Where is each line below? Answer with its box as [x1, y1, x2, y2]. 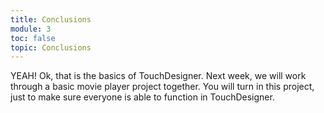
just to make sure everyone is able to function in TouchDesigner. [10, 91, 275, 103]
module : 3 [10, 24, 52, 34]
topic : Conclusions [10, 42, 92, 53]
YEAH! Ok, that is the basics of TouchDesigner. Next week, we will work [10, 70, 307, 82]
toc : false [10, 33, 56, 43]
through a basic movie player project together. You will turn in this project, [10, 81, 315, 93]
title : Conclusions [10, 14, 92, 25]
